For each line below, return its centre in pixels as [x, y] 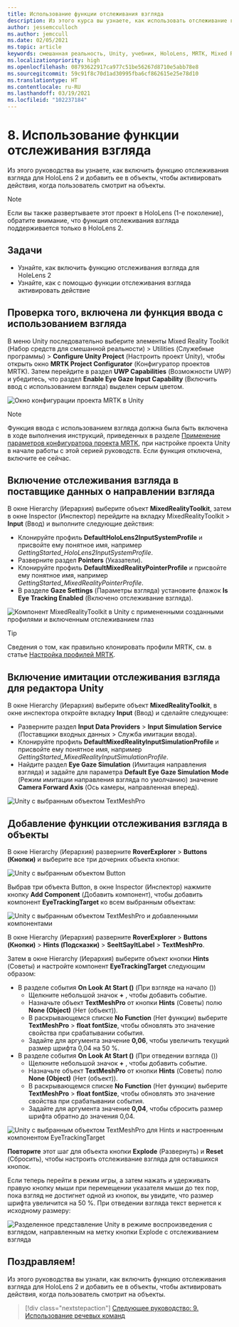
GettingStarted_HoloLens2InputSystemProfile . [85, 553]
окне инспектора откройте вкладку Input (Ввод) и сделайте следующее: [118, 713]
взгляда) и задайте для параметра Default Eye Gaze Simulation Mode [123, 772]
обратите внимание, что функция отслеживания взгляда [93, 220]
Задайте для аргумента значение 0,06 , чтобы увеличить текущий [129, 1040]
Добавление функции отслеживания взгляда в [117, 823]
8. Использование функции [93, 135]
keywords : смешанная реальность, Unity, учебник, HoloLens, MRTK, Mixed [117, 54]
